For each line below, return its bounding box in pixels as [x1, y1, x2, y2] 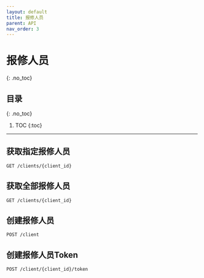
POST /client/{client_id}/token [6, 266, 88, 273]
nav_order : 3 [6, 25, 39, 32]
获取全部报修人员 [6, 181, 70, 191]
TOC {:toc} [15, 122, 42, 129]
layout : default [6, 8, 47, 15]
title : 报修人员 [6, 15, 44, 21]
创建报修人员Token [6, 249, 78, 260]
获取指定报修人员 [6, 146, 70, 157]
